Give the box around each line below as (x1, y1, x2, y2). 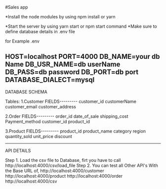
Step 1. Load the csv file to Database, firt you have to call (5, 157, 121, 163)
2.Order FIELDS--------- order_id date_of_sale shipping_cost (5, 113, 128, 119)
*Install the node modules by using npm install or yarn (5, 14, 116, 19)
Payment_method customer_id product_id (5, 118, 90, 124)
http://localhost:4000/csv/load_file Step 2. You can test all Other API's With (5, 162, 158, 168)
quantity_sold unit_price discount (5, 133, 73, 139)
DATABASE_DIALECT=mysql (5, 76, 95, 84)
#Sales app (5, 4, 28, 10)
